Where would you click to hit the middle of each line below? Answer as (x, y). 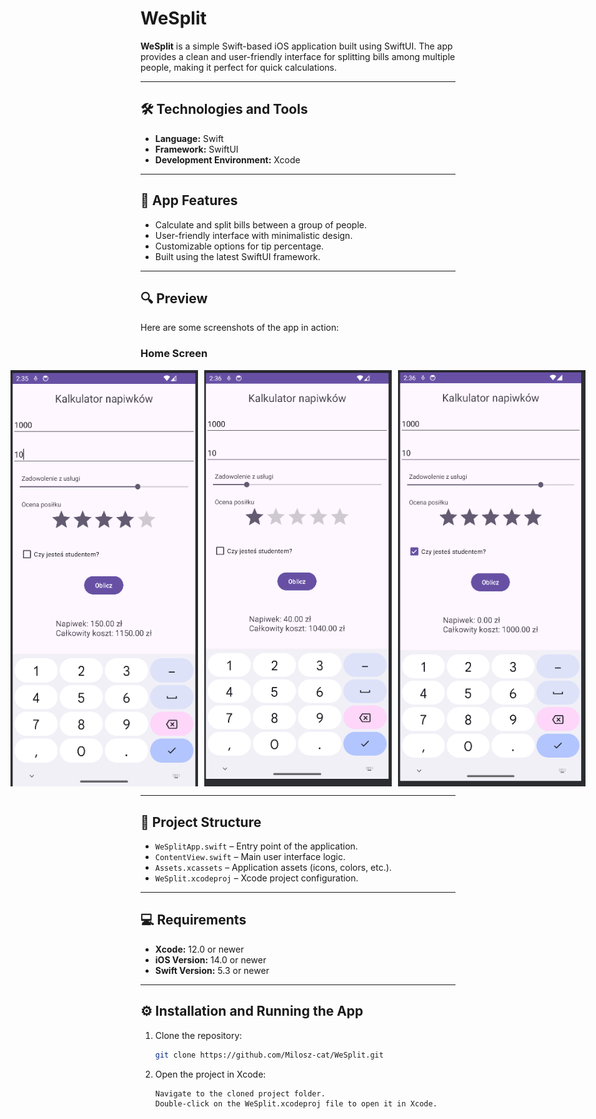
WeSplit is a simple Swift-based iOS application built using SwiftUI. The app (296, 46)
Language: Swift (189, 138)
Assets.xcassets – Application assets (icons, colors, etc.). (273, 868)
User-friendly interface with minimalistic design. (253, 235)
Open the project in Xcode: (210, 1074)
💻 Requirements (193, 920)
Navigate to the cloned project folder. (240, 1093)
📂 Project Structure (201, 822)
